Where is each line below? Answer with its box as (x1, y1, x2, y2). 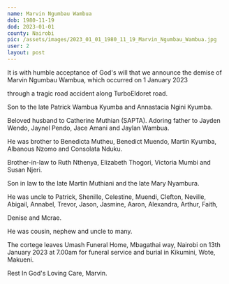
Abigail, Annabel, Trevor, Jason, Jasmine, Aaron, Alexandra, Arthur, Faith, (7, 200, 218, 208)
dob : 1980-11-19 (7, 17, 54, 24)
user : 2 (7, 43, 30, 50)
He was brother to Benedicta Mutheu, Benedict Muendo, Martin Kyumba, (7, 137, 217, 145)
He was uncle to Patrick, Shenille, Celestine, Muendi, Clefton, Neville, (7, 193, 207, 201)
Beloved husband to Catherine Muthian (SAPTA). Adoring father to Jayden (7, 116, 221, 124)
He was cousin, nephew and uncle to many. (7, 227, 133, 235)
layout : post (7, 50, 45, 57)
